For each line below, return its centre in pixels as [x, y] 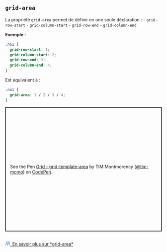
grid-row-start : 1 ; [30, 49]
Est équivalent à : [23, 80]
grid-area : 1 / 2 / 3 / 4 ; [38, 95]
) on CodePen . [38, 172]
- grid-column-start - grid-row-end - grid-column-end [82, 25]
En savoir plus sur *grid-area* [43, 244]
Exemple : [16, 34]
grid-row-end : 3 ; [28, 60]
